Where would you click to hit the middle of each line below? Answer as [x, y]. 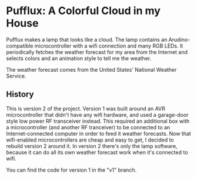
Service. [16, 76]
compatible [20, 46]
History [20, 94]
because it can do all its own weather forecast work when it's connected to [97, 152]
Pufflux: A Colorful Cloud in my [83, 11]
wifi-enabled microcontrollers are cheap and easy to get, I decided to [90, 140]
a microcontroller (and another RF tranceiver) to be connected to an [88, 127]
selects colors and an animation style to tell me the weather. [79, 58]
